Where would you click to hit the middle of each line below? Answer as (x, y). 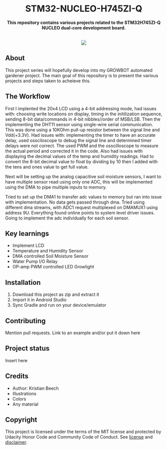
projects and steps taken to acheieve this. (48, 81)
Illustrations (24, 393)
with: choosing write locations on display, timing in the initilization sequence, (84, 114)
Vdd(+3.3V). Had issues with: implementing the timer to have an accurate (81, 135)
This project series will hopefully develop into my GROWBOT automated (79, 70)
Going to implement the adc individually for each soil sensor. (67, 218)
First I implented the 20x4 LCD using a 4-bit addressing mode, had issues (81, 108)
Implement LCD (28, 245)
